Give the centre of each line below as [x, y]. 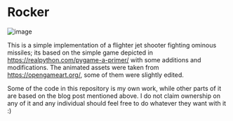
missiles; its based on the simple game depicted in [80, 52]
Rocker [28, 12]
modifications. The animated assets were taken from [83, 67]
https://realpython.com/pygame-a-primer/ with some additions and [104, 59]
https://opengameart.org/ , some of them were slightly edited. [95, 75]
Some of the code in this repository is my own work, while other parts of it [114, 88]
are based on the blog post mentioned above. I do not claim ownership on [114, 96]
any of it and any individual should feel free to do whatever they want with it [117, 103]
